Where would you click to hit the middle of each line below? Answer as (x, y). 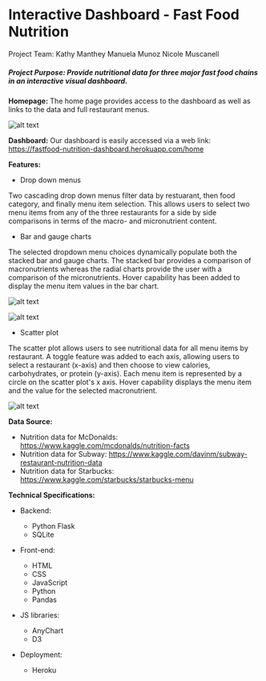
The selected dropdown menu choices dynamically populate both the (123, 252)
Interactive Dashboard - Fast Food (124, 15)
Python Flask (53, 526)
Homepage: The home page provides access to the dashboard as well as (129, 101)
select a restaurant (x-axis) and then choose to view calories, (109, 365)
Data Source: (30, 421)
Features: (25, 164)
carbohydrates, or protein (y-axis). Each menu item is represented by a (125, 373)
